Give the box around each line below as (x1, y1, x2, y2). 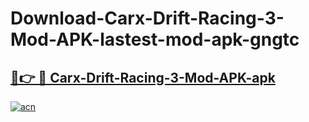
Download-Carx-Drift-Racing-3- (10, 7, 285, 30)
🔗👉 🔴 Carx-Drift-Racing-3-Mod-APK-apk (10, 69, 276, 86)
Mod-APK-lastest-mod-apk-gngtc (10, 28, 300, 51)
